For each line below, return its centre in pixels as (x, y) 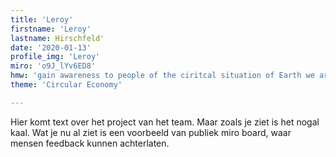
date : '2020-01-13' (51, 47)
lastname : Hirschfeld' (57, 38)
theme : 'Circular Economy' (66, 85)
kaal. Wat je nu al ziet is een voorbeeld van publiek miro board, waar (151, 132)
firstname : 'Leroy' (51, 29)
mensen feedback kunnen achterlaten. (90, 143)
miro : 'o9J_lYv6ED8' (53, 66)
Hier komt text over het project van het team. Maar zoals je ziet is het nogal (165, 122)
